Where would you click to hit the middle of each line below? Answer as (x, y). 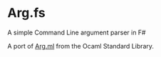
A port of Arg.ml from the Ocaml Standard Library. (81, 46)
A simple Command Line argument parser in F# (77, 32)
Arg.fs (26, 13)
